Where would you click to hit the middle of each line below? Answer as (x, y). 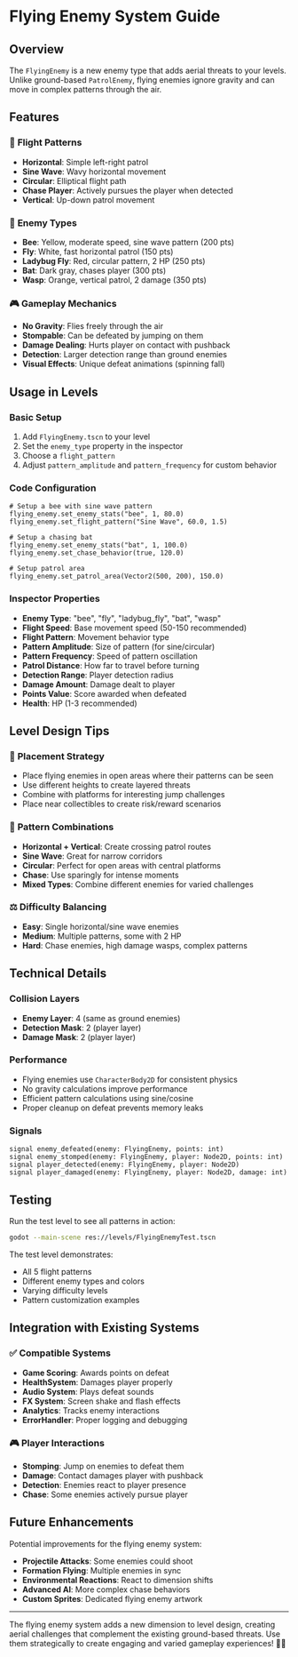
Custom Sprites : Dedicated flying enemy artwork (112, 1598)
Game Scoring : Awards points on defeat (96, 1373)
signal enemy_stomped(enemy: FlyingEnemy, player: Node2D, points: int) (146, 1157)
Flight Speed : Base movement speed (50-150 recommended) (134, 628)
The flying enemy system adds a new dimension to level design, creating (142, 1624)
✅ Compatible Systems (60, 1353)
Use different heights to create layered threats (106, 785)
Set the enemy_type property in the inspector (102, 445)
